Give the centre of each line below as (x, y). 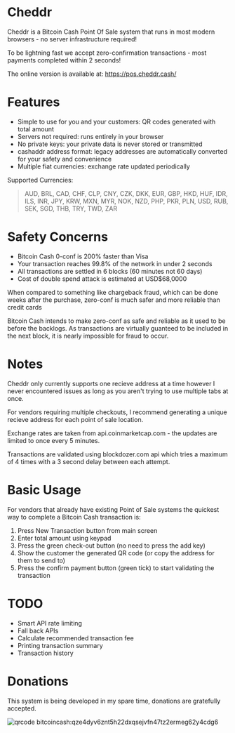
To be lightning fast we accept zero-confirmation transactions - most (107, 53)
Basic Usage (44, 490)
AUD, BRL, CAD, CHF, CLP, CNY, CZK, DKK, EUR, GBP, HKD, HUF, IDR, (126, 193)
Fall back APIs (38, 630)
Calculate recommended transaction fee (76, 638)
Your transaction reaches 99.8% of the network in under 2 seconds (115, 263)
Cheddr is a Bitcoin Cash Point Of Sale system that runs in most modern (111, 32)
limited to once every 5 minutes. (54, 440)
